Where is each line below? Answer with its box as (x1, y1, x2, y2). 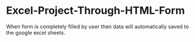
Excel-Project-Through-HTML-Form (6, 4, 185, 17)
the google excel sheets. (6, 29, 66, 36)
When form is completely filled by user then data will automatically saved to (6, 23, 189, 30)
